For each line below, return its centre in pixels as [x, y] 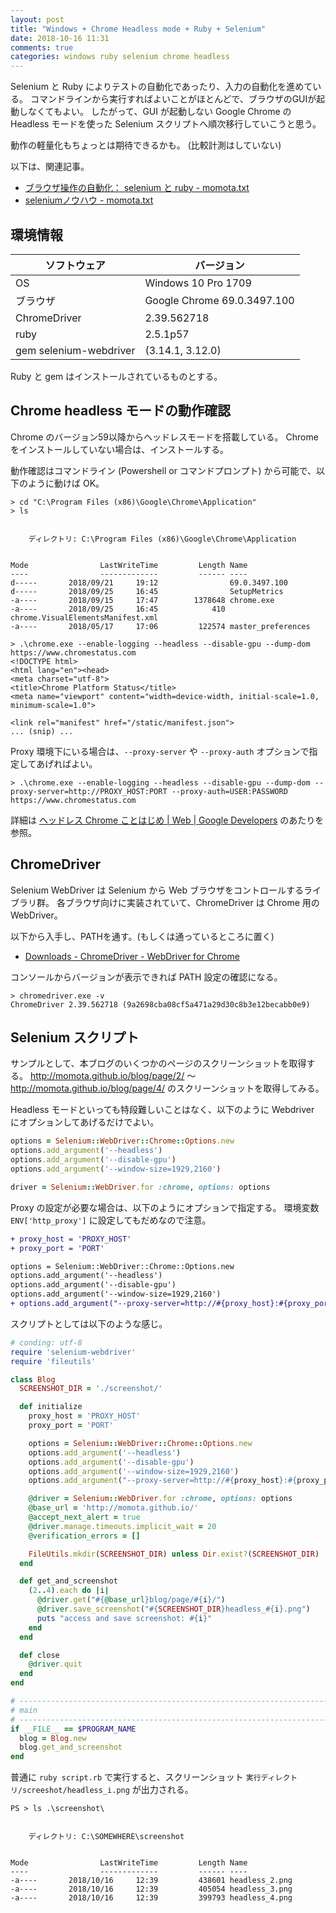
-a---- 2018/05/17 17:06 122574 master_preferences [160, 626]
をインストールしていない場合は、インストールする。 [120, 449]
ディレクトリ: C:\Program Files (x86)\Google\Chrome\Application [162, 539]
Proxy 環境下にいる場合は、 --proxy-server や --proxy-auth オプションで [160, 751]
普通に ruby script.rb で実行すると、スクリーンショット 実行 [136, 1777]
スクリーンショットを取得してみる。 [250, 1088]
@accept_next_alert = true [84, 1517]
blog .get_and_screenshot [71, 1747]
